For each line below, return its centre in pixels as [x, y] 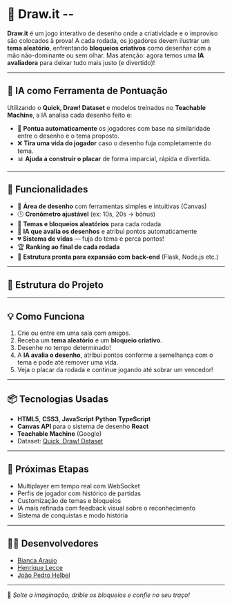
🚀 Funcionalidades [48, 190]
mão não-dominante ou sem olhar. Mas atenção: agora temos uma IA [106, 55]
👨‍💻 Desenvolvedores [53, 543]
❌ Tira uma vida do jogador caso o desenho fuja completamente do [114, 143]
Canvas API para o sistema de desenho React [83, 426]
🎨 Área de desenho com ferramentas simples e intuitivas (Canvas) [112, 206]
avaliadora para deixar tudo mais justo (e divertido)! [81, 62]
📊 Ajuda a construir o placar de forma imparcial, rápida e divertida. [114, 158]
